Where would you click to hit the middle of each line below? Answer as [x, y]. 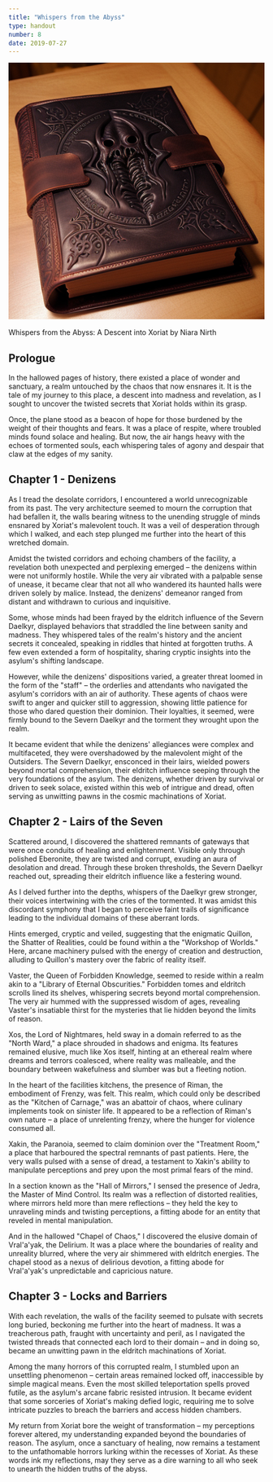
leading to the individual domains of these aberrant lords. [104, 917]
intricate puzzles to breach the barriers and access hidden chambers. [125, 1409]
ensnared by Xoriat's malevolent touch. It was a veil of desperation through [134, 525]
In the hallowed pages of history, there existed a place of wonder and [124, 378]
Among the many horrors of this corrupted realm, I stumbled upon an [124, 1366]
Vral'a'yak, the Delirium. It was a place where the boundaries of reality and [133, 1245]
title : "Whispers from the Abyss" [67, 17]
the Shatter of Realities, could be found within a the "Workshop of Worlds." [133, 942]
